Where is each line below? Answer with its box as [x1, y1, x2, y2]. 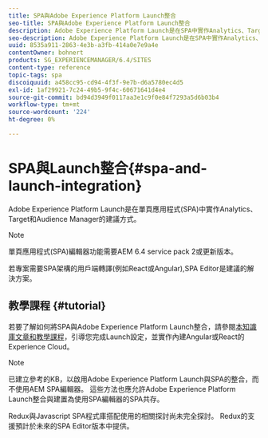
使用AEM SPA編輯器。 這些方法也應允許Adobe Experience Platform [14, 384, 236, 393]
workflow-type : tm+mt [8, 101, 81, 109]
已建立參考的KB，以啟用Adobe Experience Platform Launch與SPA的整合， [8, 374, 253, 384]
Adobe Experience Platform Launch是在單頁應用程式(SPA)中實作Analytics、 [8, 204, 258, 214]
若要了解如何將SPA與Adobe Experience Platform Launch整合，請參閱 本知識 [8, 322, 257, 331]
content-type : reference [8, 64, 91, 72]
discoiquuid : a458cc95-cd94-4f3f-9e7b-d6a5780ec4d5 [8, 78, 183, 86]
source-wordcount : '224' [8, 109, 91, 116]
